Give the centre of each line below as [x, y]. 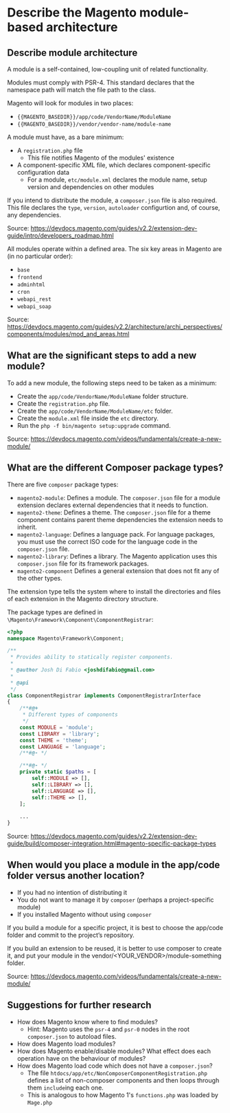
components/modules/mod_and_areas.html [68, 334]
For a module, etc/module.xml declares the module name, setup [117, 180]
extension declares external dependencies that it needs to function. [113, 505]
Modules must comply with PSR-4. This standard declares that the [101, 83]
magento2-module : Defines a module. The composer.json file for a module [119, 497]
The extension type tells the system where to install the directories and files [114, 591]
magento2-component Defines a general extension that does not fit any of [118, 571]
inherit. [27, 527]
